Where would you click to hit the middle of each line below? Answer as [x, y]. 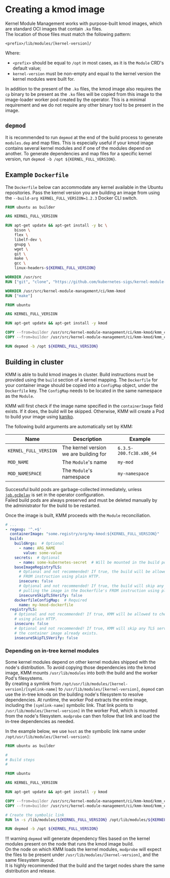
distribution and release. [31, 871]
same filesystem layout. [30, 860]
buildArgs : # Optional [39, 544]
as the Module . [20, 396]
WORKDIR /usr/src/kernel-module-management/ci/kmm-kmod [65, 291]
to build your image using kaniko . [40, 416]
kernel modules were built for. [44, 79]
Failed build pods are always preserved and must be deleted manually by [81, 500]
